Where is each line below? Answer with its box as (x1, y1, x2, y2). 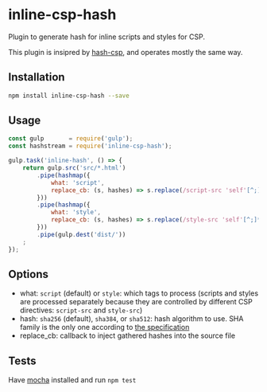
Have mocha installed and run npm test (8, 375, 137, 385)
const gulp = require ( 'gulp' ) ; (8, 135, 133, 143)
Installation (8, 70, 65, 84)
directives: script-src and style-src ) (19, 305, 143, 316)
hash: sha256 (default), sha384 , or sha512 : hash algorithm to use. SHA (19, 314, 244, 323)
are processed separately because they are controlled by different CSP (19, 297, 253, 307)
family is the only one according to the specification (19, 323, 190, 332)
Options (8, 267, 49, 280)
